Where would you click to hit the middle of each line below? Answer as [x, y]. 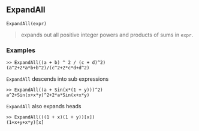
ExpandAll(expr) [26, 23]
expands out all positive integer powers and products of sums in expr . [107, 35]
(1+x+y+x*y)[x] [25, 123]
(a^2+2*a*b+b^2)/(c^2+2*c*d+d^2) [48, 68]
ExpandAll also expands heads [44, 106]
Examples [21, 50]
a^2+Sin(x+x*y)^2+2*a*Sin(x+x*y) [48, 95]
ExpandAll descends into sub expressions [58, 79]
